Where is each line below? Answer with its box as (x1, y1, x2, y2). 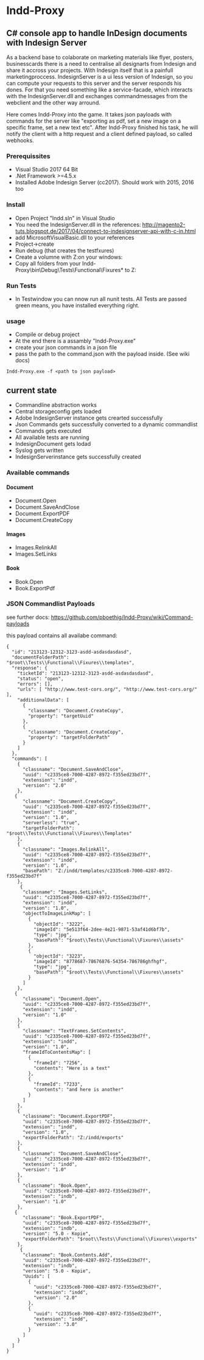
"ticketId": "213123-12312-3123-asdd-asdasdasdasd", (17, 670, 154, 676)
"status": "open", (17, 675, 64, 682)
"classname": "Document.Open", (22, 995, 102, 1002)
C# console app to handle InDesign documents (6, 28, 188, 38)
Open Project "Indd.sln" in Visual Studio (15, 214, 115, 221)
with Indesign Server (6, 37, 87, 48)
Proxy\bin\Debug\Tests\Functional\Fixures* (15, 266, 124, 273)
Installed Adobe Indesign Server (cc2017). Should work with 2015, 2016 (15, 179, 194, 186)
